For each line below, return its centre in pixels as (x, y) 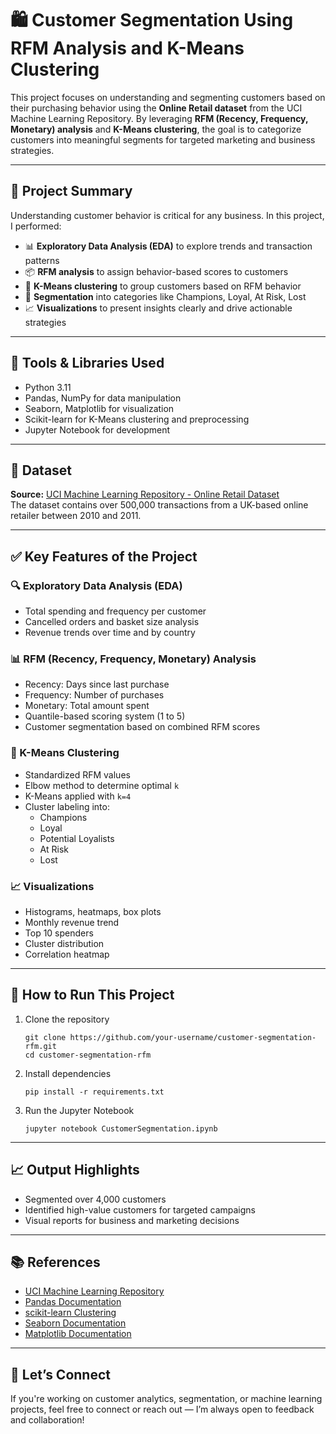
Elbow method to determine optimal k (102, 785)
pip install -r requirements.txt (94, 1092)
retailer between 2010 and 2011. (76, 516)
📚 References (55, 1262)
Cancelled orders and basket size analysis (112, 622)
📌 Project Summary (71, 191)
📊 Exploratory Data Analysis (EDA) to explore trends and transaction (168, 246)
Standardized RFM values (77, 774)
